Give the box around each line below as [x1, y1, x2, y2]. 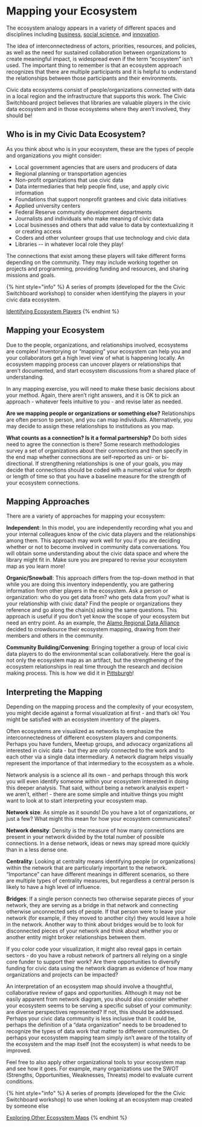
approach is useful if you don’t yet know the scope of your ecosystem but [6, 613, 190, 620]
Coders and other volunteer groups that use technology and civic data [14, 234, 190, 241]
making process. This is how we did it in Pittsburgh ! [6, 669, 134, 677]
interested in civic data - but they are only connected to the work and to [6, 747, 185, 754]
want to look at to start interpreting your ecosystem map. [6, 797, 148, 804]
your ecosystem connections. [6, 479, 80, 486]
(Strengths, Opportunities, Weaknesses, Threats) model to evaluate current [6, 1071, 193, 1079]
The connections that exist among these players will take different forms [6, 252, 186, 259]
